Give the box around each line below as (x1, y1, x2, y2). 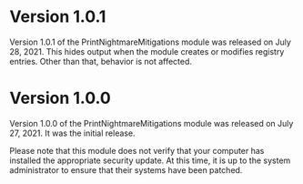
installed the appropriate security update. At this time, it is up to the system (9, 155, 291, 166)
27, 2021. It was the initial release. (9, 128, 136, 138)
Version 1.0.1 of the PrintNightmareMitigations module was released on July (9, 36, 291, 47)
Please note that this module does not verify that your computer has (9, 145, 265, 156)
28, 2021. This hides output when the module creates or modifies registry (9, 46, 285, 56)
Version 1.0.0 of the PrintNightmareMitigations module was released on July (9, 118, 294, 128)
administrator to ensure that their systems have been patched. (9, 164, 243, 175)
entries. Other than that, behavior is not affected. (9, 56, 193, 66)
